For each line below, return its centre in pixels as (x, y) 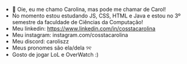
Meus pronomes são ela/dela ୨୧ (52, 48)
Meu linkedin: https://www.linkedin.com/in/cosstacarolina (84, 28)
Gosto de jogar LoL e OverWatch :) (55, 55)
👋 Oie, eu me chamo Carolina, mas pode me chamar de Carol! (89, 9)
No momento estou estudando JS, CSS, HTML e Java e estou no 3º (96, 16)
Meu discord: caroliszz (41, 41)
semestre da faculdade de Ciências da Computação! (77, 22)
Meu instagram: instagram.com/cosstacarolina (70, 35)
